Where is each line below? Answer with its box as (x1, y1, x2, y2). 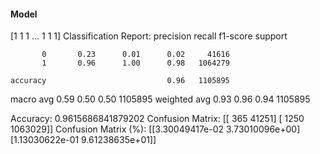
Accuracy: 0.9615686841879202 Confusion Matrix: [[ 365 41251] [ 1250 (10, 113, 305, 125)
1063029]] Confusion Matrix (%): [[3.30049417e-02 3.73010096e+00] (10, 123, 301, 135)
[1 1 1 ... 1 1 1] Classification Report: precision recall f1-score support (10, 30, 288, 42)
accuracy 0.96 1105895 (10, 76, 230, 86)
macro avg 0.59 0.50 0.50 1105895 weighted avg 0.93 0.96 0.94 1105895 (10, 93, 311, 105)
